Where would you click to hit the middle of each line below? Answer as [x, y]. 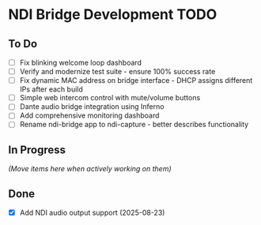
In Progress [37, 150]
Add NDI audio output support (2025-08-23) [92, 213]
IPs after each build [51, 89]
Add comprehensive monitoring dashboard [89, 115]
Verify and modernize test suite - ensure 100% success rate [117, 72]
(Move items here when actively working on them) [90, 169]
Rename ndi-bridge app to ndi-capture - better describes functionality [134, 125]
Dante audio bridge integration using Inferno [92, 107]
